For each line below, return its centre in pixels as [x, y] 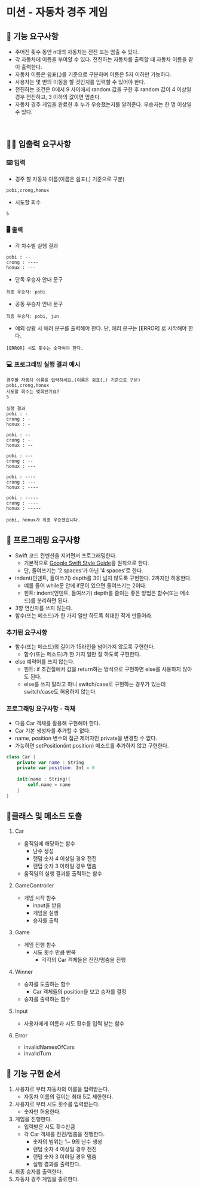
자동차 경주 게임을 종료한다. [47, 1179]
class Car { [21, 757]
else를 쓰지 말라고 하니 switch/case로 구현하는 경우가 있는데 [95, 684]
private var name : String [50, 763]
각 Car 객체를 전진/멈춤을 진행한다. [64, 1134]
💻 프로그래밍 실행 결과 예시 [43, 364]
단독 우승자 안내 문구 [39, 279]
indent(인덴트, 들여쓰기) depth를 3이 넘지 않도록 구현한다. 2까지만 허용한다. [103, 578]
